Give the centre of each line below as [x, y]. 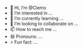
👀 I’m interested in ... [31, 13]
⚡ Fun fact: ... [24, 42]
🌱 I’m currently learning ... [37, 18]
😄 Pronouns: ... [26, 36]
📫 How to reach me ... [33, 29]
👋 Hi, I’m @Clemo [28, 8]
